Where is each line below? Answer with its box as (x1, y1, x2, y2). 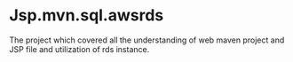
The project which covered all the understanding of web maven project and (9, 35, 285, 45)
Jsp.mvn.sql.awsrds (9, 5, 164, 26)
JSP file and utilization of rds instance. (9, 43, 150, 54)
